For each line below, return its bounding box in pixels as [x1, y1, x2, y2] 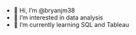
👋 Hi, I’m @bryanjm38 [13, 7, 75, 14]
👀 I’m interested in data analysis [13, 13, 104, 22]
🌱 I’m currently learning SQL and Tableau [13, 21, 130, 28]
